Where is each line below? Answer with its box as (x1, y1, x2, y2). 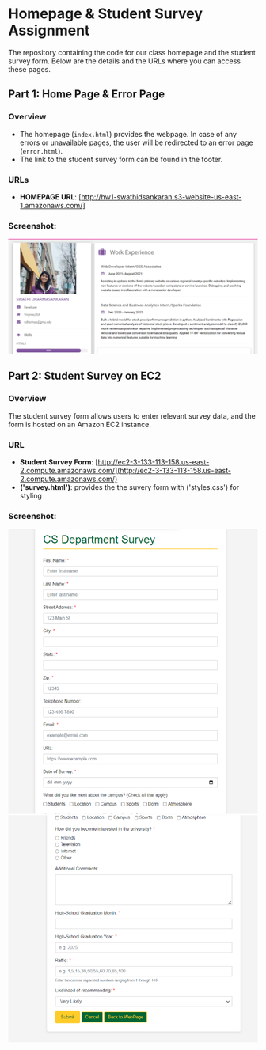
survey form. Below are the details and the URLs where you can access (8, 56, 241, 66)
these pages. (8, 64, 51, 74)
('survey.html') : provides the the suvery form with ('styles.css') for (19, 483, 240, 491)
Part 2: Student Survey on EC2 (8, 370, 161, 383)
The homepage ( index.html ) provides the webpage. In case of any (19, 129, 237, 138)
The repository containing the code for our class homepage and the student (8, 47, 256, 57)
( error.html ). (19, 146, 63, 155)
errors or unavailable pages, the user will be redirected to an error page (19, 138, 253, 147)
